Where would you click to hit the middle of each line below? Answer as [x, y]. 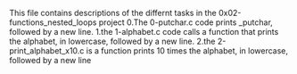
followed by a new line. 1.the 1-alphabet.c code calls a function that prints [144, 32]
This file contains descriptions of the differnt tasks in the [113, 13]
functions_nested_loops [53, 22]
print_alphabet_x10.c [47, 51]
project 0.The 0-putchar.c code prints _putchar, [186, 22]
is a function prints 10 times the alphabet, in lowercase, [187, 51]
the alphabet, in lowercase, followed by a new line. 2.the [112, 41]
